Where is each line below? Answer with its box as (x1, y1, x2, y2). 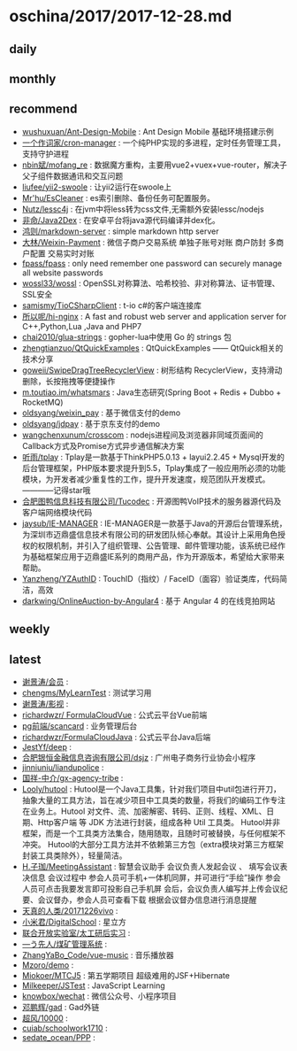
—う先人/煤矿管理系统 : (21, 939, 108, 949)
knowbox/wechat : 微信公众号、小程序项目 (21, 990, 177, 1001)
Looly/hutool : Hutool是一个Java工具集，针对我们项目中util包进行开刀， (21, 784, 281, 794)
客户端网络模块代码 (21, 506, 93, 517)
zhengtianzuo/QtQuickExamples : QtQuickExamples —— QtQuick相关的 (21, 343, 284, 353)
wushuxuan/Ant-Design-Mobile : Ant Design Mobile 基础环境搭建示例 (21, 126, 274, 136)
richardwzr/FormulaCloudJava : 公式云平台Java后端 (21, 731, 211, 742)
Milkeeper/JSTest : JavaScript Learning (21, 980, 165, 991)
